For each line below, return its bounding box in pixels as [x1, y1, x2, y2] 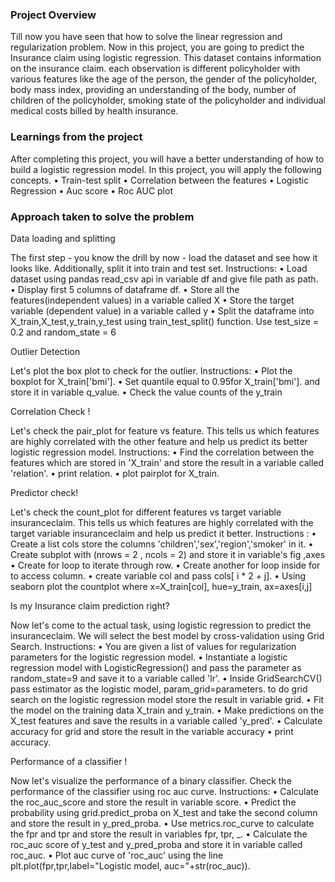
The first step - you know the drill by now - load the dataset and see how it [10, 251, 318, 263]
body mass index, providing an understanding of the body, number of [10, 84, 297, 96]
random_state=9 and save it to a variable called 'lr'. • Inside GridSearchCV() [10, 672, 323, 684]
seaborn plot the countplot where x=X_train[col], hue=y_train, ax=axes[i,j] [10, 580, 313, 592]
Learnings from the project [10, 130, 143, 144]
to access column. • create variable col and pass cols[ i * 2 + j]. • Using [10, 569, 307, 582]
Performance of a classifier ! [10, 755, 128, 767]
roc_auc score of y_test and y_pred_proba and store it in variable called [10, 838, 303, 850]
